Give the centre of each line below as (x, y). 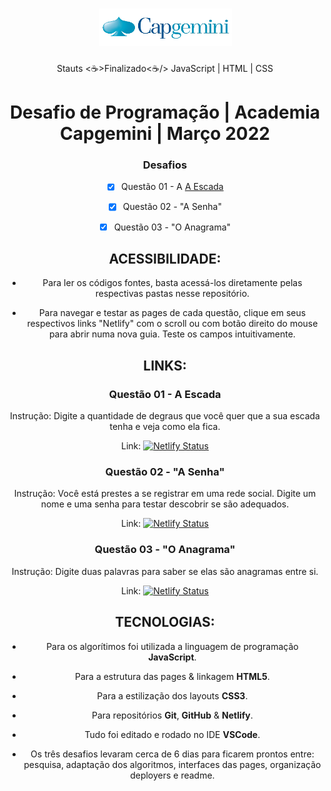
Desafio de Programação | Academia (165, 112)
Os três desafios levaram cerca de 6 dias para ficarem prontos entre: (172, 754)
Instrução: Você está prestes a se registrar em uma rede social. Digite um (165, 494)
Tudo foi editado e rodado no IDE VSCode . (172, 734)
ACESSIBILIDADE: (165, 259)
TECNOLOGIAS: (165, 622)
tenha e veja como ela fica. (165, 427)
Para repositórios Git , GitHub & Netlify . (172, 715)
